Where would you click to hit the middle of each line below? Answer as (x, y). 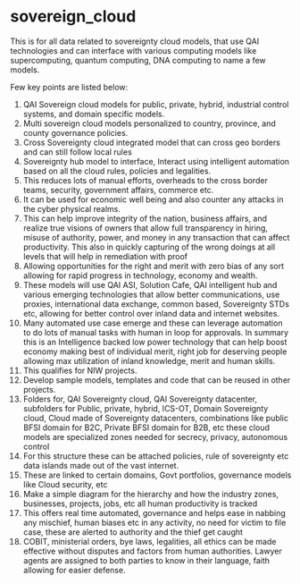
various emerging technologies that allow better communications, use (151, 294)
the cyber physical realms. (72, 208)
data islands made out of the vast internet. (101, 465)
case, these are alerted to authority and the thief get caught (133, 532)
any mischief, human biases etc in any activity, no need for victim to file (154, 522)
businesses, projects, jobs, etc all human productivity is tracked (140, 504)
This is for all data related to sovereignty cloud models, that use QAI (135, 41)
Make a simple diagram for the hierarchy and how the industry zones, (151, 494)
